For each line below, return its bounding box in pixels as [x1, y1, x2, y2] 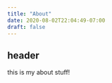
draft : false [7, 23, 46, 30]
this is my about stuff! [7, 68, 70, 77]
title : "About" [7, 10, 52, 18]
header [7, 49, 40, 61]
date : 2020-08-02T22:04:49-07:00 [7, 17, 106, 24]
